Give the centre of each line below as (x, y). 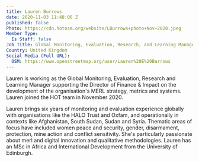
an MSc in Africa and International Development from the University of (92, 147)
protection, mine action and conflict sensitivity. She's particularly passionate (99, 134)
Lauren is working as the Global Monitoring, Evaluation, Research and (91, 78)
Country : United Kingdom (37, 50)
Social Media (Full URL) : (38, 56)
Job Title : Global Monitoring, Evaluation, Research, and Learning (91, 45)
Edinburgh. (20, 153)
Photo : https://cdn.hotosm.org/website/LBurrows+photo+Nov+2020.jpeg (94, 28)
